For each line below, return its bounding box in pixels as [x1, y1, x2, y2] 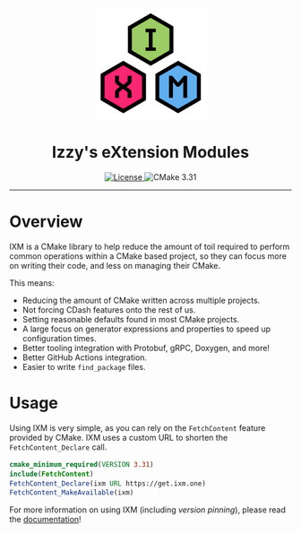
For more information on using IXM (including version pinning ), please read [9, 504, 287, 515]
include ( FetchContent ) [9, 469, 94, 478]
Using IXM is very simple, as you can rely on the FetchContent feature [9, 422, 266, 433]
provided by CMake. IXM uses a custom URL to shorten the [9, 432, 228, 443]
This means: [9, 277, 56, 288]
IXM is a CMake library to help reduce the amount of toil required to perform [9, 241, 290, 252]
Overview [9, 211, 83, 232]
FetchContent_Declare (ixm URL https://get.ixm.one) [9, 478, 206, 488]
